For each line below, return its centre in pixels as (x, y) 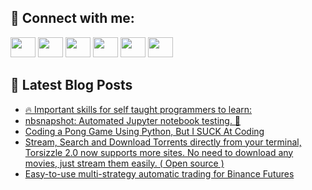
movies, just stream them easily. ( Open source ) (124, 163)
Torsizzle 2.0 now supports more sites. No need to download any (159, 152)
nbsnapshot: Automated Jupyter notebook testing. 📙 (133, 120)
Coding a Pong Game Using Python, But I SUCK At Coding (144, 131)
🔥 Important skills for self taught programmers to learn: (138, 109)
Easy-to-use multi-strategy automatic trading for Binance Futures (159, 173)
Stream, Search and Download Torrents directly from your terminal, (163, 142)
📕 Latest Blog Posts (71, 85)
